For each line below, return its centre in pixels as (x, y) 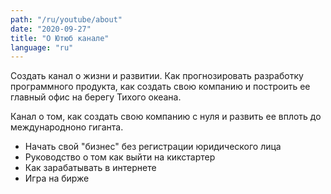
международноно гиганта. (67, 127)
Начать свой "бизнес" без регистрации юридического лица (153, 147)
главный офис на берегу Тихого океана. (96, 97)
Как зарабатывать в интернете (90, 168)
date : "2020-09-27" (51, 29)
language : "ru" (42, 47)
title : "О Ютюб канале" (60, 38)
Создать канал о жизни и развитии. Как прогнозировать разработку (157, 76)
